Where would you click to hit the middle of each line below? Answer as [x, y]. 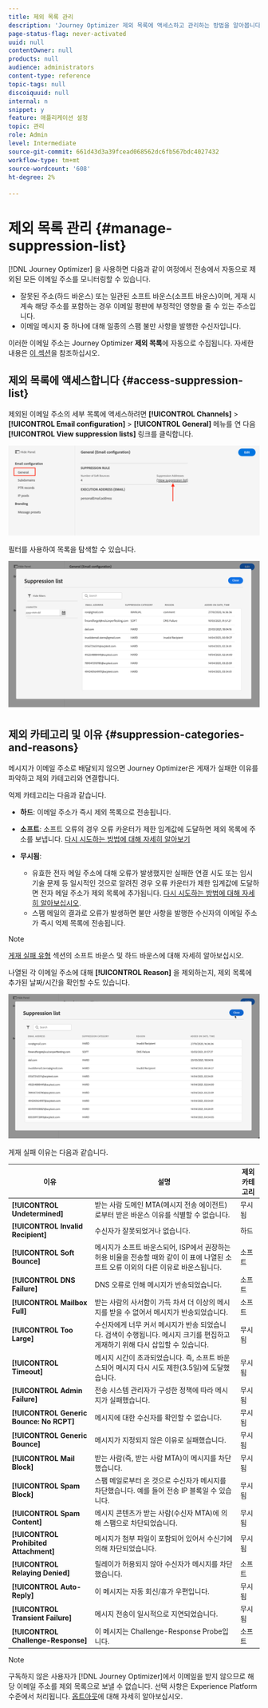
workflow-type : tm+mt [44, 160]
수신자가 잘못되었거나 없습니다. [142, 1231]
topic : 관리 [27, 127]
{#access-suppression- [182, 381]
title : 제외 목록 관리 [41, 17]
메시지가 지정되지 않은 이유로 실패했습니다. [160, 1440]
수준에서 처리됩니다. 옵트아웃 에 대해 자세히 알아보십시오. [96, 1696]
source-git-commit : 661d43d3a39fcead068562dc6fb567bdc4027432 [114, 152]
